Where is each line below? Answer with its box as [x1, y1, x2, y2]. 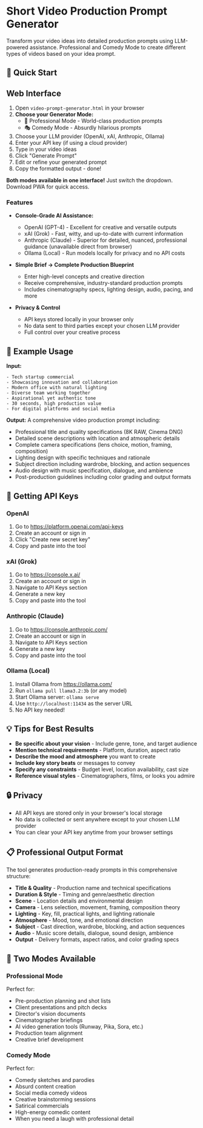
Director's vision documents [15, 1010, 86, 1017]
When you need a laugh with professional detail [15, 1115, 135, 1123]
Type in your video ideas [15, 145, 77, 153]
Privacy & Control [15, 304, 61, 312]
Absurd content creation [15, 1083, 76, 1090]
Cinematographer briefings [15, 1016, 83, 1024]
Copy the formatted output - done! [15, 165, 102, 172]
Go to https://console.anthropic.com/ [15, 626, 108, 633]
